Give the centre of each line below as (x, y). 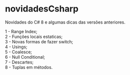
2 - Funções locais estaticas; (34, 37)
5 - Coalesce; (19, 52)
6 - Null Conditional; (25, 57)
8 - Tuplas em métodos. (29, 67)
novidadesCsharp (42, 9)
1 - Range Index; (21, 31)
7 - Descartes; (19, 62)
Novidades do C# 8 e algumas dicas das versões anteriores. (65, 22)
